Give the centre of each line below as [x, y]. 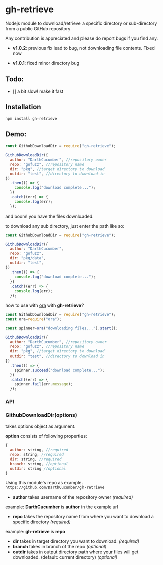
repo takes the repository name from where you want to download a [83, 517]
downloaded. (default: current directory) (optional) [65, 557]
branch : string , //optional [39, 464]
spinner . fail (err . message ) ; [44, 384]
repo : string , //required [37, 455]
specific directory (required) [42, 522]
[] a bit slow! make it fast [38, 91]
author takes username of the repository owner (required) [73, 497]
